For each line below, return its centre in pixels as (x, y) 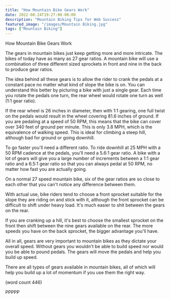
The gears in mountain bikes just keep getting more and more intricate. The (84, 53)
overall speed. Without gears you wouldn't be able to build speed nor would (84, 247)
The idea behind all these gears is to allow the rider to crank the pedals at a (84, 79)
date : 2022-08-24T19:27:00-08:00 (41, 15)
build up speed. (22, 257)
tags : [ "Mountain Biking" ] (34, 29)
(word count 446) (24, 282)
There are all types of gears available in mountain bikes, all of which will (80, 267)
